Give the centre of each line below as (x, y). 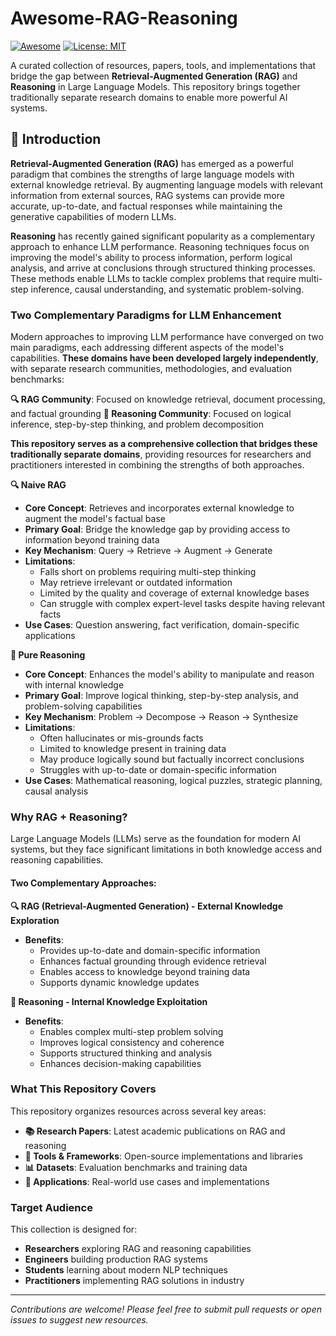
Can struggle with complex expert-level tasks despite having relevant (182, 604)
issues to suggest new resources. (79, 1320)
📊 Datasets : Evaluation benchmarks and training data (136, 1167)
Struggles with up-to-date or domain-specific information (158, 770)
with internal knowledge (74, 685)
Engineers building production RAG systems (116, 1259)
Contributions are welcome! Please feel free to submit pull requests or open (166, 1309)
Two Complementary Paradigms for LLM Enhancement (146, 315)
